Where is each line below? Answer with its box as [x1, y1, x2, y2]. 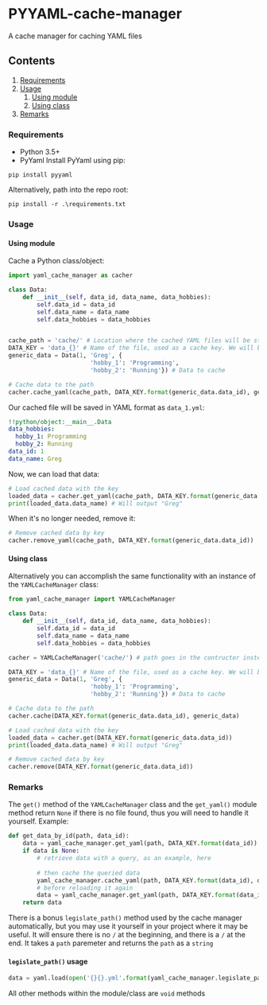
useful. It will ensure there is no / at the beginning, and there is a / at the [8, 930, 246, 940]
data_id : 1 [8, 447, 44, 456]
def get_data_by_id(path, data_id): [8, 832, 130, 840]
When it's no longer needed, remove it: [8, 514, 136, 524]
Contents [8, 54, 56, 68]
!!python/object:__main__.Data [8, 418, 112, 426]
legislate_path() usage [8, 956, 88, 966]
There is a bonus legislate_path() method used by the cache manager [8, 913, 242, 923]
